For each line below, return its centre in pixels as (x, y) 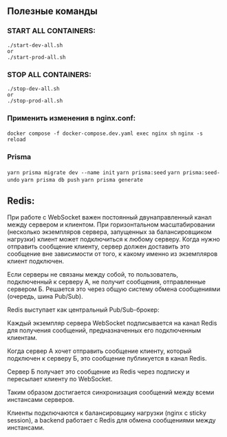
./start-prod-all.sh (37, 57)
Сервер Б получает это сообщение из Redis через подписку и (99, 372)
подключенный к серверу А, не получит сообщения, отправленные (107, 282)
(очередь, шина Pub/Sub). (45, 297)
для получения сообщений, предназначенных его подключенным (104, 330)
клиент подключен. (35, 262)
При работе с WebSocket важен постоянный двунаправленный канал (109, 217)
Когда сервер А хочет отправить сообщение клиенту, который (99, 351)
